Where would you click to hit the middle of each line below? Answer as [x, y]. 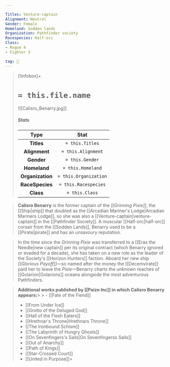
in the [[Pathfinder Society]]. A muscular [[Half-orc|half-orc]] [101, 222]
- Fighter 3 [18, 52]
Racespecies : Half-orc [29, 38]
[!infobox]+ [29, 76]
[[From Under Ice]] [45, 305]
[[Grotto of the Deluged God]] [56, 311]
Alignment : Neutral [26, 19]
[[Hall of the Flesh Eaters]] [53, 316]
